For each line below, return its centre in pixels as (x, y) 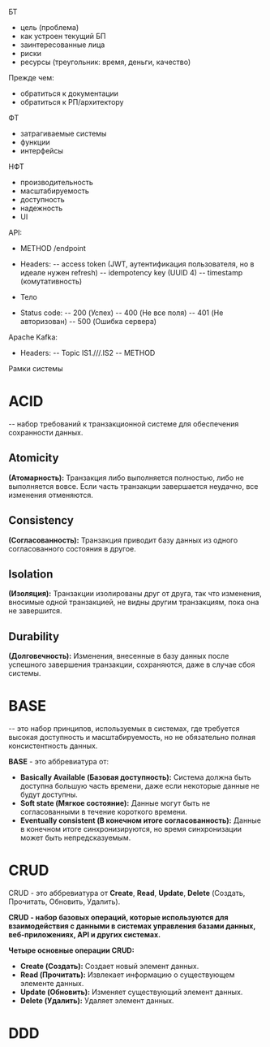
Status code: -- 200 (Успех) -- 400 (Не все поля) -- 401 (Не (122, 313)
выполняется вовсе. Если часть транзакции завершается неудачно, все (133, 486)
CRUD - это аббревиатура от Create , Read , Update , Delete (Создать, (127, 893)
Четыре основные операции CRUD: (72, 950)
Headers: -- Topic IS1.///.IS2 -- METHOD (88, 353)
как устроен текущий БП (63, 36)
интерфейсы (41, 151)
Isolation (31, 574)
